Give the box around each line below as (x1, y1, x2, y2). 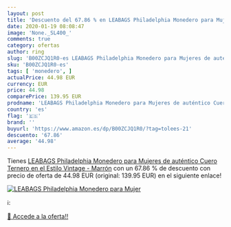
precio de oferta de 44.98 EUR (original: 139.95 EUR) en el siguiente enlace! (7, 171, 222, 180)
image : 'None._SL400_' (7, 29, 72, 36)
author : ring (7, 49, 45, 56)
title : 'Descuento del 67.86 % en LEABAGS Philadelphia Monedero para (7, 17, 214, 23)
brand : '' (7, 118, 36, 126)
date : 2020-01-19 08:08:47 (7, 23, 85, 30)
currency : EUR (7, 80, 48, 87)
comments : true (7, 36, 51, 43)
